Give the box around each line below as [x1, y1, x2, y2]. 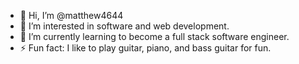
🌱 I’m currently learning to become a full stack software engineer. [19, 31, 290, 42]
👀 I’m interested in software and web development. [19, 20, 230, 32]
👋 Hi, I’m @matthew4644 [19, 10, 124, 21]
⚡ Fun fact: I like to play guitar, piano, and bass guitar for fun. [19, 42, 272, 54]
